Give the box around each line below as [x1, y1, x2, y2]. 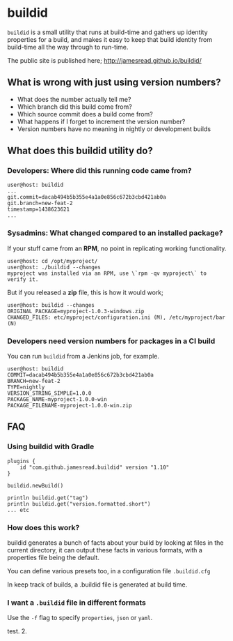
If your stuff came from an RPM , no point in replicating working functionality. [7, 244, 227, 252]
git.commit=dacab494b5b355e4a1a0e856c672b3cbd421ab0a [7, 194, 167, 201]
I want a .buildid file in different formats [7, 598, 146, 608]
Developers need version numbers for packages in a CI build [7, 336, 216, 346]
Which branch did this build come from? [17, 103, 132, 111]
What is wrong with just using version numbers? [7, 77, 221, 89]
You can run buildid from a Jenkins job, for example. [7, 352, 160, 361]
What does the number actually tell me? [17, 95, 131, 103]
